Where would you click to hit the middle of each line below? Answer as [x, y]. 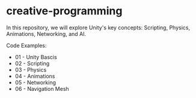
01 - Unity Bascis [36, 57]
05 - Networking [35, 82]
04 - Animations [35, 76]
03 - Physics [31, 69]
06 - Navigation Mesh [42, 88]
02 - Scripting [32, 63]
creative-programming [64, 11]
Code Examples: [26, 45]
